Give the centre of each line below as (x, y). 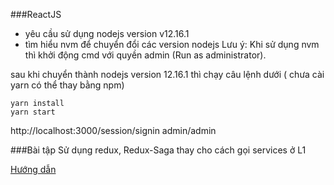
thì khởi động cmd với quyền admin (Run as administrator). (145, 55)
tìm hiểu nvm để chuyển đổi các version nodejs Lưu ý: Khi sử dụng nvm (172, 44)
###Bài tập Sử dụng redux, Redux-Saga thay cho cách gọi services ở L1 (158, 150)
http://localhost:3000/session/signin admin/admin (113, 130)
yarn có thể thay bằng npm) (67, 85)
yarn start (33, 112)
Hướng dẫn (33, 169)
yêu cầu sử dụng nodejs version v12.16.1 (107, 33)
